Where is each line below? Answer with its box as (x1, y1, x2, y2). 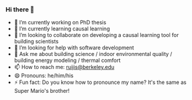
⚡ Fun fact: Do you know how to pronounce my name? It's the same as (14, 79, 187, 86)
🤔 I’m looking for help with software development (14, 44, 135, 51)
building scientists (14, 38, 59, 45)
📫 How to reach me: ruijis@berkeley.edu (14, 64, 115, 71)
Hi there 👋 (5, 5, 35, 14)
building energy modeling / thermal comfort (14, 57, 121, 64)
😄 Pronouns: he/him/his (14, 72, 73, 79)
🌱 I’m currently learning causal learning (14, 25, 110, 32)
